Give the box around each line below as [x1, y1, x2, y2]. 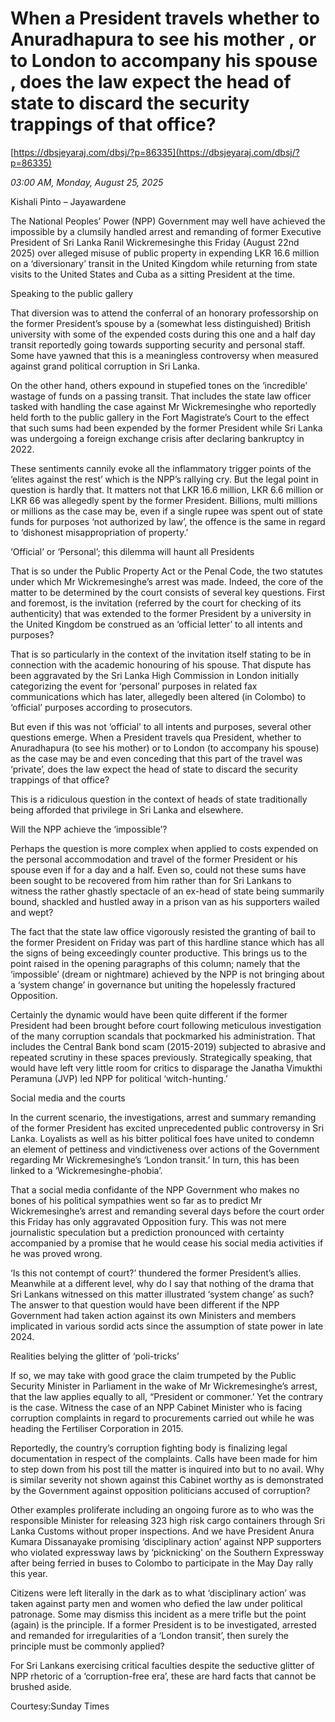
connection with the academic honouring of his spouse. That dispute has [10, 658, 312, 671]
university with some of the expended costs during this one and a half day [10, 328, 316, 340]
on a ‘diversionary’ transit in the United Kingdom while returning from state [10, 257, 318, 269]
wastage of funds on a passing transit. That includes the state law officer [10, 390, 312, 402]
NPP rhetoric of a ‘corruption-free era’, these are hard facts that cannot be [10, 1670, 317, 1682]
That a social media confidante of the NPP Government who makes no [10, 1183, 300, 1196]
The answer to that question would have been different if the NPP [10, 1298, 280, 1311]
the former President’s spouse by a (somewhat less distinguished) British [10, 317, 312, 329]
